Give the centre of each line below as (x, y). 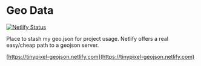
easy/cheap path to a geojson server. (53, 45)
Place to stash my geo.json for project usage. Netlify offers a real (87, 38)
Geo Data (30, 10)
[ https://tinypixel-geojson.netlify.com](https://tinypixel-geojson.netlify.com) (100, 56)
